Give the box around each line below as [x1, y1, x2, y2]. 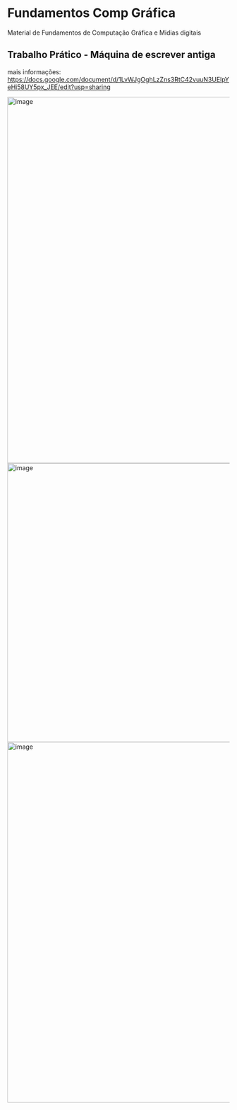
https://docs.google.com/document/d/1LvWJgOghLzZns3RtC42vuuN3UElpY [7, 75, 229, 83]
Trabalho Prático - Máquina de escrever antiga [7, 49, 216, 61]
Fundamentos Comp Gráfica [7, 5, 176, 21]
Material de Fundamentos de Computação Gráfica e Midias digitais [7, 28, 202, 37]
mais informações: [7, 67, 61, 76]
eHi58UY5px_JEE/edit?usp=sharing [7, 83, 111, 91]
